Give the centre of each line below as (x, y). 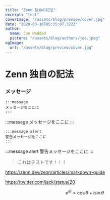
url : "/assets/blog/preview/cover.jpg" (52, 48)
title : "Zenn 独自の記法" (31, 10)
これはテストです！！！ (42, 162)
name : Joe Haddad (28, 33)
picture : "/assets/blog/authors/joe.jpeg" (55, 38)
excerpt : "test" (22, 15)
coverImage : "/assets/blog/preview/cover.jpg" (55, 19)
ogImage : (14, 43)
